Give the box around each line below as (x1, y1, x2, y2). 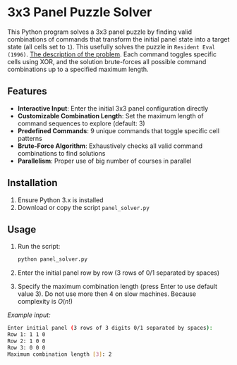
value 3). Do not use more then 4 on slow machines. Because (17, 290, 196, 298)
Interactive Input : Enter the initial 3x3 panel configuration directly (17, 104, 209, 113)
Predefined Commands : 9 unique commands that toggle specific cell (17, 126, 220, 135)
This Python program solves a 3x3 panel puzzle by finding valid (7, 27, 193, 36)
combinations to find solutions (17, 149, 106, 157)
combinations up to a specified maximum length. (7, 65, 150, 73)
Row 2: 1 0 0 (7, 338, 46, 345)
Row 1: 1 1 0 (7, 331, 46, 338)
